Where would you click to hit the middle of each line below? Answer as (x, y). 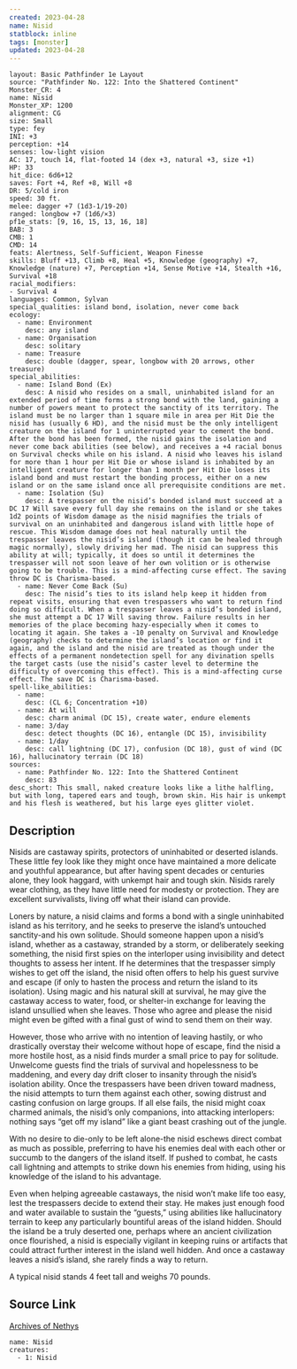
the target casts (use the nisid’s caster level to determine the (134, 664)
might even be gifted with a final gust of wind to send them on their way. (141, 1019)
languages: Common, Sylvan (59, 299)
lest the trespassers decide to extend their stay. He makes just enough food (147, 1202)
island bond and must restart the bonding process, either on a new (138, 478)
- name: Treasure (49, 354)
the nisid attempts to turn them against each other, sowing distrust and (138, 1093)
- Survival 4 (33, 292)
